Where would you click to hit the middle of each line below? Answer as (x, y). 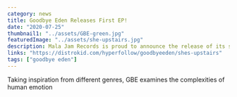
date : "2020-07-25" (36, 27)
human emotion (30, 87)
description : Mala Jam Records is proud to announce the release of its (116, 46)
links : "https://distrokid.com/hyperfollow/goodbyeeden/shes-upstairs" (115, 53)
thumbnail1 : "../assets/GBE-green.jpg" (66, 33)
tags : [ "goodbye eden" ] (42, 60)
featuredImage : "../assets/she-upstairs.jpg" (75, 40)
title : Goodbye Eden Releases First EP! (68, 20)
